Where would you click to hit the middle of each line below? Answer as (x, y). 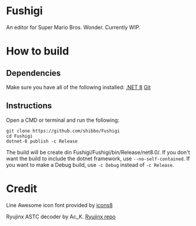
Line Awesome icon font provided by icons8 (60, 205)
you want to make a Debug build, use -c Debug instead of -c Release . (90, 164)
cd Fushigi (19, 136)
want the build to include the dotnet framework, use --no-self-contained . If (98, 159)
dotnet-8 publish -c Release (42, 141)
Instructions (29, 106)
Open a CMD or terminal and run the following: (63, 120)
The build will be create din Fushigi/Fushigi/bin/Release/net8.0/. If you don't (98, 152)
